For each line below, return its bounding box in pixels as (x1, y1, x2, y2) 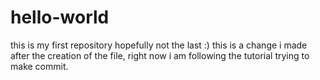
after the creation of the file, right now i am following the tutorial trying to (10, 49, 310, 61)
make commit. (10, 60, 69, 72)
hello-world (10, 6, 110, 29)
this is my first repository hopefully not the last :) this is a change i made (10, 39, 308, 51)
